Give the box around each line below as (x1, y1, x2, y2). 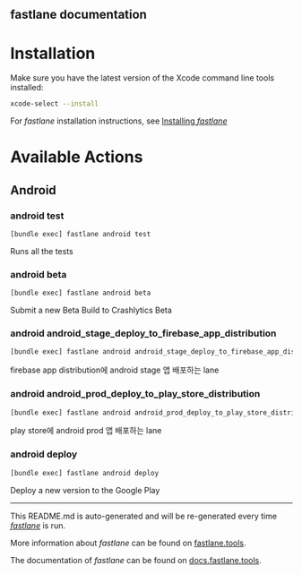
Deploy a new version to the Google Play (10, 484, 160, 495)
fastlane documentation (10, 7, 147, 22)
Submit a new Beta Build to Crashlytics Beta (10, 304, 173, 316)
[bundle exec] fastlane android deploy (10, 468, 160, 477)
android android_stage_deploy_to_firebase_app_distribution (10, 327, 277, 339)
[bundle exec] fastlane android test (10, 230, 151, 239)
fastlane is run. (10, 519, 66, 531)
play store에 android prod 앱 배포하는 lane (10, 425, 162, 436)
